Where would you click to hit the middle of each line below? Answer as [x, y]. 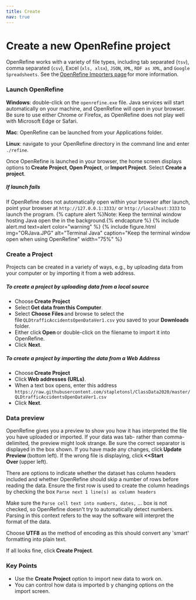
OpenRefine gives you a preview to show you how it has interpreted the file [97, 431]
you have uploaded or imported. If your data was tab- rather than [85, 437]
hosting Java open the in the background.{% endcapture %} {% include [93, 220]
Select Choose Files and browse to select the [69, 313]
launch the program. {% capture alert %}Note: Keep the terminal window [94, 214]
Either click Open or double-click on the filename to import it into [92, 332]
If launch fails [23, 187]
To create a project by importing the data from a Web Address [83, 358]
